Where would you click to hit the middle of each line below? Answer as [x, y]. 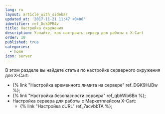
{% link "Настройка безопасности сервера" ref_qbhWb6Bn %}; [79, 96]
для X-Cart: [17, 76]
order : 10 [15, 38]
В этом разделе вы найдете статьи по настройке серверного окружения [83, 70]
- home [16, 51]
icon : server [19, 56]
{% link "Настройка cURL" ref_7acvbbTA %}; [66, 106]
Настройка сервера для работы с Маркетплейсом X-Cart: [74, 101]
